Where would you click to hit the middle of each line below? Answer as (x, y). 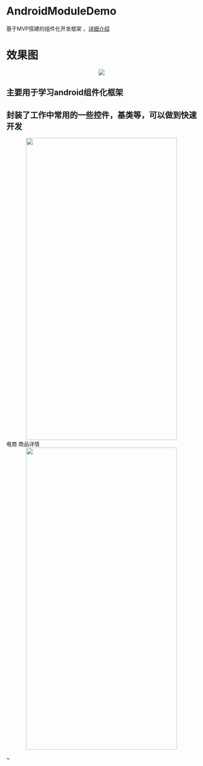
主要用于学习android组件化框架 (65, 93)
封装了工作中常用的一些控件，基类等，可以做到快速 (101, 115)
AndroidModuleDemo (61, 11)
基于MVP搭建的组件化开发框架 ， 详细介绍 (58, 28)
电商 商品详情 (23, 444)
